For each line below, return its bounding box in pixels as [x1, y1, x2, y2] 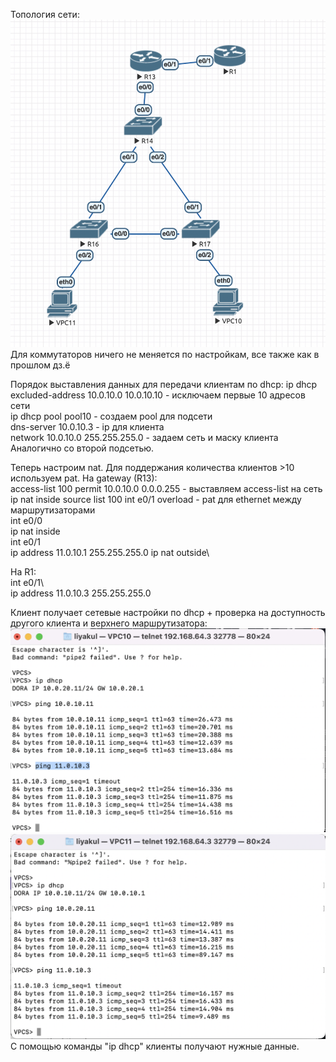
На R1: [10, 565, 37, 578]
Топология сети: [10, 9, 80, 20]
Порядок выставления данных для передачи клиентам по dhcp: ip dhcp [10, 378, 318, 390]
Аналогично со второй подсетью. [10, 442, 155, 454]
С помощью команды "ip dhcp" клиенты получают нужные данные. [10, 1040, 300, 1053]
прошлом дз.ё [10, 359, 71, 371]
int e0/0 [10, 514, 43, 526]
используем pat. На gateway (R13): [10, 472, 158, 484]
